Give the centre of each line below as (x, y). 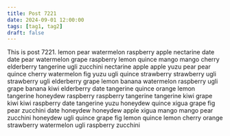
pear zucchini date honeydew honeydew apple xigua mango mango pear (110, 111)
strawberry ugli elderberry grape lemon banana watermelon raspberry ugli (113, 81)
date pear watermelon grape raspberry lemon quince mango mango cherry (113, 60)
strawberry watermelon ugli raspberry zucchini (74, 125)
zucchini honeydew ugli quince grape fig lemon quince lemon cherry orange (115, 118)
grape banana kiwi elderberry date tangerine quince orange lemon (101, 89)
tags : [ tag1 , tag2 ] (35, 26)
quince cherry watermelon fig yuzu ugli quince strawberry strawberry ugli (112, 74)
